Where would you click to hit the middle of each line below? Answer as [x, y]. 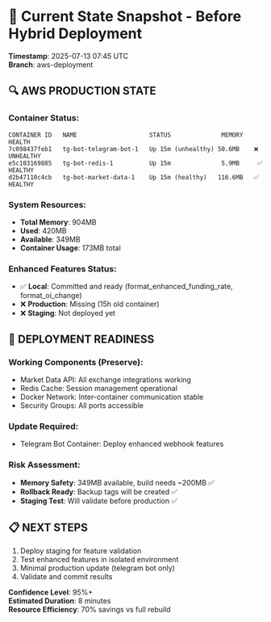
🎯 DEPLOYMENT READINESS [81, 339]
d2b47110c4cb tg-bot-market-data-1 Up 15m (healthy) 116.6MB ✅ [134, 177]
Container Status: [44, 118]
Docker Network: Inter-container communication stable [112, 397]
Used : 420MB [43, 230]
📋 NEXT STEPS [48, 527]
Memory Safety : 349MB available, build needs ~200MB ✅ [117, 482]
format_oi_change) [51, 296]
